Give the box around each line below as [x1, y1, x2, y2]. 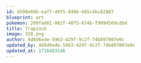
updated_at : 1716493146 [6, 48, 66, 54]
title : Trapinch [6, 25, 47, 32]
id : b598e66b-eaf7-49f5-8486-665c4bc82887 [6, 8, 114, 15]
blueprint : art [6, 14, 44, 20]
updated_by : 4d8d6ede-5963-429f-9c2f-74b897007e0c [6, 43, 136, 49]
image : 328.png [6, 31, 44, 37]
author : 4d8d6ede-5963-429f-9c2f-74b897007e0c [6, 37, 125, 43]
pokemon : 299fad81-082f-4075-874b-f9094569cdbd [6, 20, 128, 26]
